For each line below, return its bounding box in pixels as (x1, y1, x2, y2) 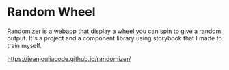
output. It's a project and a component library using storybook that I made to (7, 34, 222, 42)
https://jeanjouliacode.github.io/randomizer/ (7, 54, 131, 62)
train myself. (7, 41, 42, 49)
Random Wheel (7, 4, 96, 20)
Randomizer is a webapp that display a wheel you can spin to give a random (7, 27, 221, 35)
